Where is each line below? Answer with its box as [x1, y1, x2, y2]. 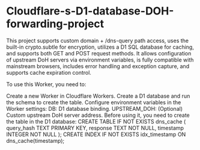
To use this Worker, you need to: [6, 80, 86, 88]
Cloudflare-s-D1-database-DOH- [6, 4, 174, 18]
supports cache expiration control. [6, 69, 92, 76]
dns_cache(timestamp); [6, 137, 65, 144]
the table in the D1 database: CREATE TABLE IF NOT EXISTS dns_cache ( [6, 117, 186, 125]
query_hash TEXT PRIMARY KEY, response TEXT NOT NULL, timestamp [6, 124, 184, 131]
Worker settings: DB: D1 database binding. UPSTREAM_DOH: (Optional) [6, 105, 183, 112]
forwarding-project [6, 17, 105, 31]
